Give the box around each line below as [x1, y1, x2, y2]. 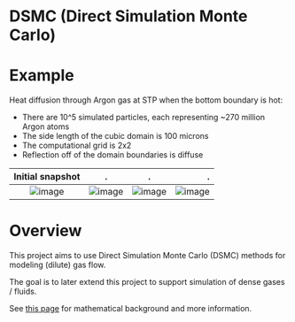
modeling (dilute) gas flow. [9, 259, 106, 271]
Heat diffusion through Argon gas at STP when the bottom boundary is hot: [9, 95, 283, 105]
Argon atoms [21, 121, 70, 132]
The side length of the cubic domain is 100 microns [21, 131, 209, 142]
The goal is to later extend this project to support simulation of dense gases [9, 277, 285, 287]
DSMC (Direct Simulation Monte [9, 6, 248, 27]
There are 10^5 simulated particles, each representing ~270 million [21, 112, 266, 123]
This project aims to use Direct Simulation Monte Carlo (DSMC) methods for [9, 250, 286, 261]
